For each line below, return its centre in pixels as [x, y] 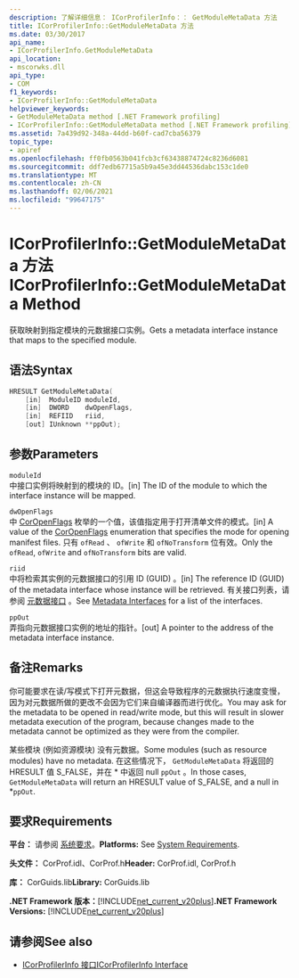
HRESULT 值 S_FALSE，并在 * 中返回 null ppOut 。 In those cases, [128, 771]
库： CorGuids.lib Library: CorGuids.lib [79, 883]
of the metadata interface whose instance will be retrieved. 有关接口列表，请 [149, 589]
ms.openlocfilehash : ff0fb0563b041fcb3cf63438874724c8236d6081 [129, 158]
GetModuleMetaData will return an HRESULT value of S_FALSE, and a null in [144, 782]
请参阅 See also [51, 941]
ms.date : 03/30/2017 [48, 34]
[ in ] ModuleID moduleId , [73, 399]
